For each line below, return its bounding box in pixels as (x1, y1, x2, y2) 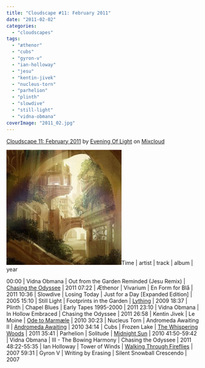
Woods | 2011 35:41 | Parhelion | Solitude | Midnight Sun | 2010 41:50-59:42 (6, 329, 198, 337)
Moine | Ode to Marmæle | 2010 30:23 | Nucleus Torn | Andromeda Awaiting (6, 316, 199, 324)
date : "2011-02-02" (6, 16, 56, 23)
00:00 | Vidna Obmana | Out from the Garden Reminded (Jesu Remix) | (6, 277, 186, 285)
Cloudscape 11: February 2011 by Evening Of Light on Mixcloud (6, 137, 165, 145)
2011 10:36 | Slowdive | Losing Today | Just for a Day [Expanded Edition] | (6, 290, 192, 297)
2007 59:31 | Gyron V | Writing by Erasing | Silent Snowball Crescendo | (6, 349, 187, 356)
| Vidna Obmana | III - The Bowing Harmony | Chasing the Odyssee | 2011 (6, 336, 191, 343)
